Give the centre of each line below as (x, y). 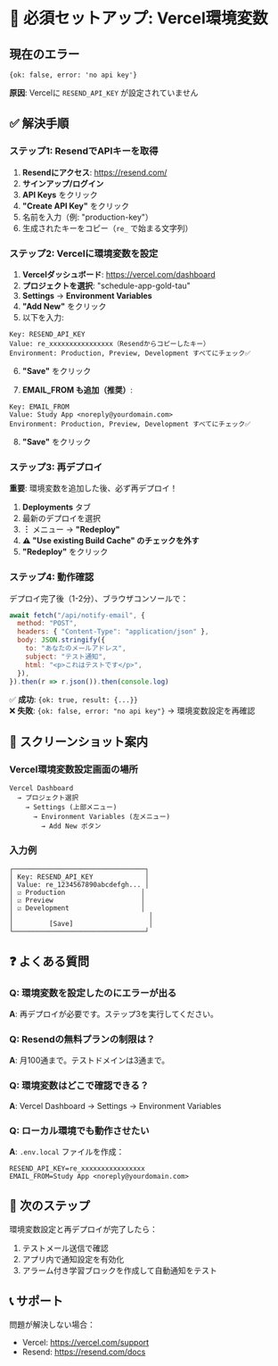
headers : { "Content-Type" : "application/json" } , (113, 632)
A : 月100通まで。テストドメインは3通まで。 (90, 1060)
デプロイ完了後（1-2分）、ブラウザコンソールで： (99, 598)
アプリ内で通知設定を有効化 (73, 1259)
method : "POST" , (47, 624)
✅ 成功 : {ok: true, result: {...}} (74, 700)
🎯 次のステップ (50, 1206)
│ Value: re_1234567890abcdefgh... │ (79, 885)
